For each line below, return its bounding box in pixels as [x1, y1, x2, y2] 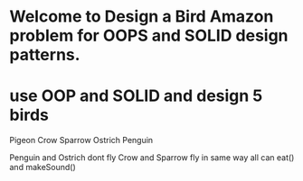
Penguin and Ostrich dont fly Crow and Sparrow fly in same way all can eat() [9, 152, 295, 163]
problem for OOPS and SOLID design [9, 25, 289, 46]
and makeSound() [9, 162, 77, 173]
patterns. [9, 45, 80, 65]
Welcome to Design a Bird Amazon [9, 6, 274, 27]
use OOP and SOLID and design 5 [9, 86, 263, 106]
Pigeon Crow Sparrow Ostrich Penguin [9, 135, 154, 146]
